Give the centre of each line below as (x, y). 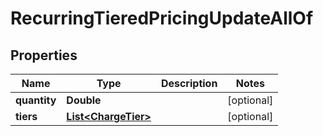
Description (189, 83)
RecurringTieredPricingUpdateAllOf (162, 18)
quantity (36, 100)
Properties (44, 55)
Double (84, 100)
